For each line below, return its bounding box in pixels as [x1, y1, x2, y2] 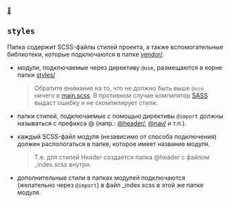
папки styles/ [16, 71, 56, 79]
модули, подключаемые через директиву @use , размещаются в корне [16, 63, 223, 71]
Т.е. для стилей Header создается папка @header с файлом [34, 153, 210, 161]
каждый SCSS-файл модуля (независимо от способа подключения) [16, 132, 217, 141]
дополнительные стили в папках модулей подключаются [16, 174, 185, 182]
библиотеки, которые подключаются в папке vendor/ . [7, 50, 165, 58]
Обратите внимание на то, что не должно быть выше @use [34, 84, 205, 92]
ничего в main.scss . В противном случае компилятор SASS [34, 91, 208, 99]
